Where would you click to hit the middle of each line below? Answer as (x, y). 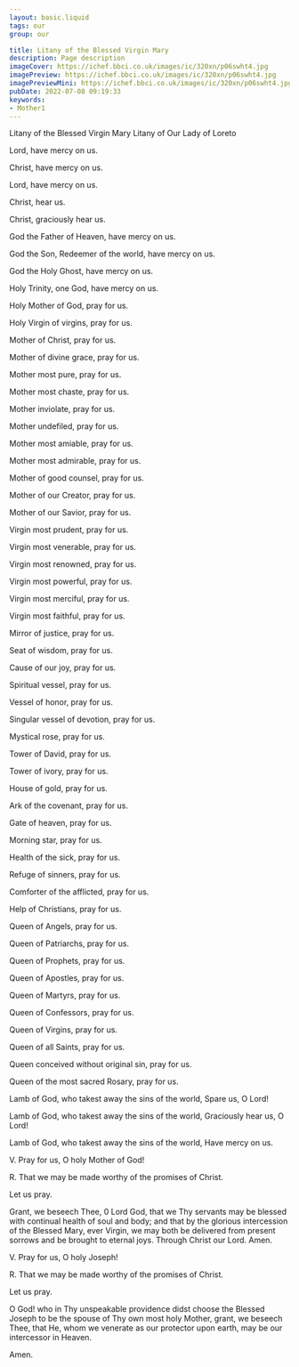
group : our (29, 34)
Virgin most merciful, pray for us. (69, 599)
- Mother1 (28, 108)
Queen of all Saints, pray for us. (67, 1047)
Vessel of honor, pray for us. (61, 702)
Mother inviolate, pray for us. (62, 409)
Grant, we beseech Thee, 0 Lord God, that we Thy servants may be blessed (148, 1212)
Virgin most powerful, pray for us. (71, 582)
